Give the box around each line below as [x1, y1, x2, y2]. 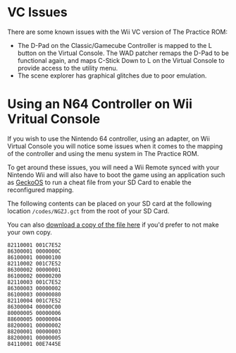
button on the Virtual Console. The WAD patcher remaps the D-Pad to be [17, 49, 229, 57]
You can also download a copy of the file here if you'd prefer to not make [7, 220, 220, 229]
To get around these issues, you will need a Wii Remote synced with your [7, 163, 220, 172]
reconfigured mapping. [7, 185, 74, 194]
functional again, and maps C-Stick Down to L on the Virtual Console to [17, 56, 225, 64]
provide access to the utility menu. [17, 64, 118, 72]
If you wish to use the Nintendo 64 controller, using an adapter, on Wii [7, 134, 210, 143]
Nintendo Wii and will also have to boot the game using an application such [7, 170, 225, 179]
